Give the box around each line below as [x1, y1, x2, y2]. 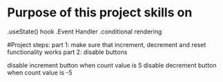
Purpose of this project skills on [7, 5, 193, 20]
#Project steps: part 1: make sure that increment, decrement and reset [7, 40, 206, 49]
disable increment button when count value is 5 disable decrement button [7, 61, 217, 69]
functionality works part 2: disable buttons [7, 48, 128, 56]
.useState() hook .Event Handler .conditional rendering [7, 27, 162, 36]
